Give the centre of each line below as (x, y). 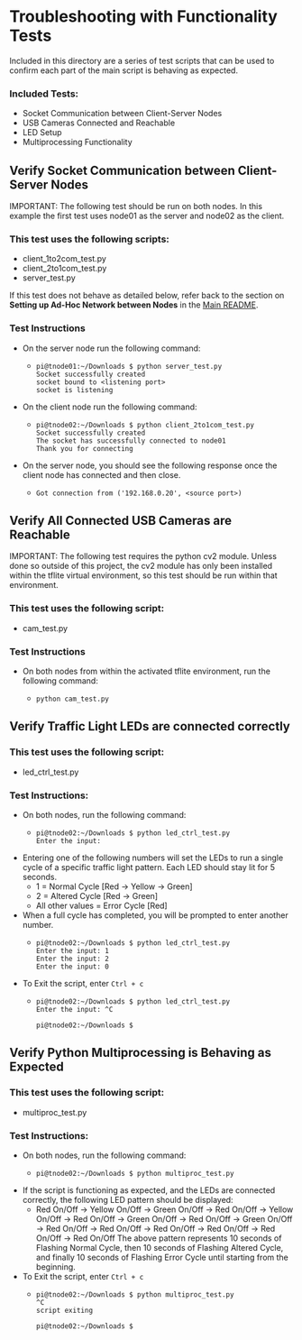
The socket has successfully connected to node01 (131, 441)
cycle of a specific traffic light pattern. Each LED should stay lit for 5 (149, 867)
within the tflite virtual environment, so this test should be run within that (143, 575)
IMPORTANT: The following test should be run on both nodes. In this (136, 207)
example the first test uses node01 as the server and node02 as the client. (147, 216)
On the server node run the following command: (111, 348)
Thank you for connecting (84, 448)
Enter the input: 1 (73, 951)
